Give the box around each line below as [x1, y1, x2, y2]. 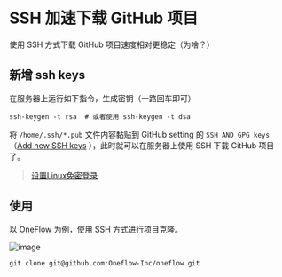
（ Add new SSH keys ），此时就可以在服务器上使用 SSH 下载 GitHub [9, 139, 257, 151]
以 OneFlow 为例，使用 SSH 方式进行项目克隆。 [9, 224, 184, 234]
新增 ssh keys [9, 67, 86, 83]
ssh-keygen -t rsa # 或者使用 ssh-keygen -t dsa [9, 112, 191, 121]
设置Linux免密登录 [30, 170, 98, 180]
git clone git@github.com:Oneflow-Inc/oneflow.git [9, 258, 200, 267]
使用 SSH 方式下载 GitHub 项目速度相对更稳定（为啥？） [9, 39, 215, 50]
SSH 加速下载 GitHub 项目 [9, 8, 199, 28]
